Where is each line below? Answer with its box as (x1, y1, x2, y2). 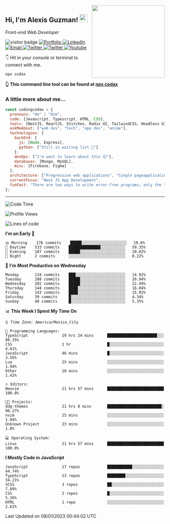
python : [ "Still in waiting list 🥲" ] (18, 144, 99, 150)
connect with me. (5, 62, 41, 68)
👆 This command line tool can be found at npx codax (5, 81, 118, 87)
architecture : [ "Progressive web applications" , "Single (10, 173, 133, 178)
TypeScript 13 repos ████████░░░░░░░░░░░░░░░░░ (5, 473, 164, 478)
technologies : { (10, 131, 44, 136)
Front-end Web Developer (5, 29, 60, 35)
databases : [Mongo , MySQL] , (14, 159, 73, 164)
